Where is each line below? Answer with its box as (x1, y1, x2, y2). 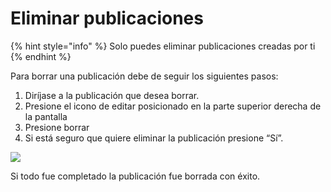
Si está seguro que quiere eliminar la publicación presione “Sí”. (24, 132, 284, 144)
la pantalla (24, 110, 68, 122)
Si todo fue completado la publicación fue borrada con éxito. (10, 170, 261, 182)
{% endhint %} (10, 50, 72, 62)
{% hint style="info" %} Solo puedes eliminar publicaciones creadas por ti (10, 40, 316, 52)
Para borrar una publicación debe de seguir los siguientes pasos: (10, 70, 279, 82)
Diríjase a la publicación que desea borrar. (24, 89, 200, 101)
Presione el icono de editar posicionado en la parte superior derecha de (24, 100, 322, 112)
